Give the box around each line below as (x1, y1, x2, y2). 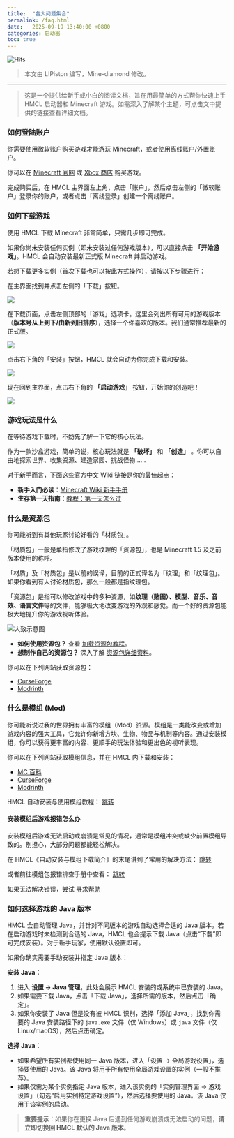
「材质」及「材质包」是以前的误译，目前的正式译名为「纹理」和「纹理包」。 (7, 569, 224, 577)
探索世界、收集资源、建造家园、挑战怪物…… (19, 456, 146, 464)
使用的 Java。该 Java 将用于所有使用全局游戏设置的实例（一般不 (29, 1065, 215, 1074)
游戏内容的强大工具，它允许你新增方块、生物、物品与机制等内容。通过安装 (7, 729, 221, 737)
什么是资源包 (7, 513, 51, 523)
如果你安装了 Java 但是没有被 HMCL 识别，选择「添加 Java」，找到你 (17, 1010, 215, 1018)
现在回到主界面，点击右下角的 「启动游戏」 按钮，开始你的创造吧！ (7, 383, 200, 391)
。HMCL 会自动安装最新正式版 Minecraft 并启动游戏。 (16, 252, 171, 260)
